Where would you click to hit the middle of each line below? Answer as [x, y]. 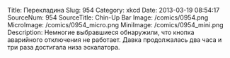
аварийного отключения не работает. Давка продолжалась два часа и [115, 40]
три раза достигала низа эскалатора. [64, 47]
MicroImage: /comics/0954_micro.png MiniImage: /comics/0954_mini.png [116, 25]
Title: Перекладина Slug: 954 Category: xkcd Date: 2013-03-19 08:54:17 [114, 10]
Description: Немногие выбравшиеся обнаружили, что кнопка [101, 32]
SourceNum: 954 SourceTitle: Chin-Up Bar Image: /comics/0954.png [108, 17]
